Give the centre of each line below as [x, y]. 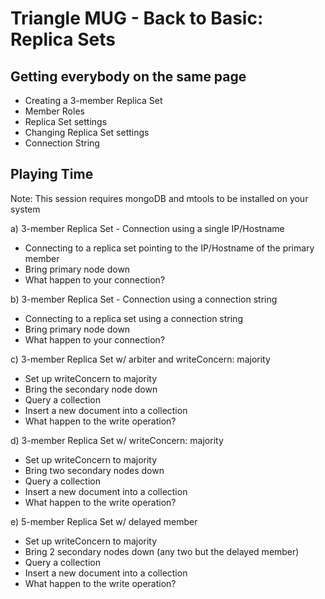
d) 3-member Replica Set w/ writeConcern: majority [117, 440]
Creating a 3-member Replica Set [93, 100]
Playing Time [52, 174]
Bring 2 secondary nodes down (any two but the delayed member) [162, 551]
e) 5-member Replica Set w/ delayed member [104, 521]
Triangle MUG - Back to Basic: [137, 18]
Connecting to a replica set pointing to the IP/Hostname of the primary [169, 248]
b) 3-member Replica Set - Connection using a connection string [144, 299]
